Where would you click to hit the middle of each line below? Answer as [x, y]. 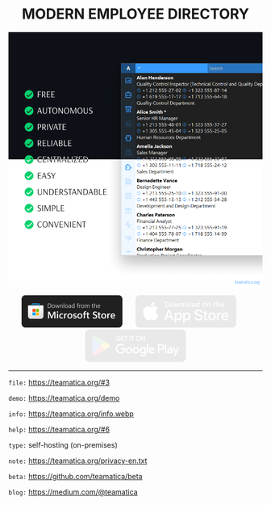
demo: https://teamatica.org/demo [64, 398]
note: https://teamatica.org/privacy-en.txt [78, 461]
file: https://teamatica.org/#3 [59, 382]
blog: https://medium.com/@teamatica [73, 492]
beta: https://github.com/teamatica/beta [75, 476]
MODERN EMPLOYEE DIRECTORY [135, 14]
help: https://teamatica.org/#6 [59, 429]
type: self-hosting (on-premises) [63, 444]
